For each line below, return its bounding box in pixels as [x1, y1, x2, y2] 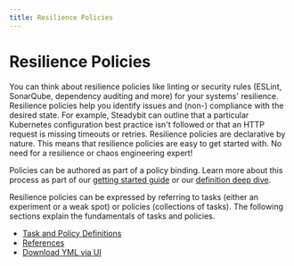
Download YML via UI [21, 246, 102, 257]
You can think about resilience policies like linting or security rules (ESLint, [9, 81, 282, 92]
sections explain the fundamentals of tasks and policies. [9, 211, 216, 221]
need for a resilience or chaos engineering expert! [9, 147, 193, 158]
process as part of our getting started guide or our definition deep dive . [9, 174, 272, 185]
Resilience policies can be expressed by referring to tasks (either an [9, 191, 259, 202]
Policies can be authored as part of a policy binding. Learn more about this [9, 164, 283, 175]
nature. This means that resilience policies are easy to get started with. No [9, 137, 282, 148]
